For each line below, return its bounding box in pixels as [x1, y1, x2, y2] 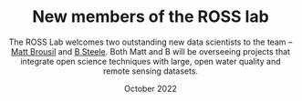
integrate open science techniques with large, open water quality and [19, 56, 282, 66]
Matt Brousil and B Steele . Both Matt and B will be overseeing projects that [10, 45, 291, 56]
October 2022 [124, 83, 177, 94]
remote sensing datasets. [102, 66, 199, 76]
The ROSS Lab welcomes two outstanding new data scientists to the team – [8, 36, 293, 47]
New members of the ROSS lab [32, 6, 269, 27]
